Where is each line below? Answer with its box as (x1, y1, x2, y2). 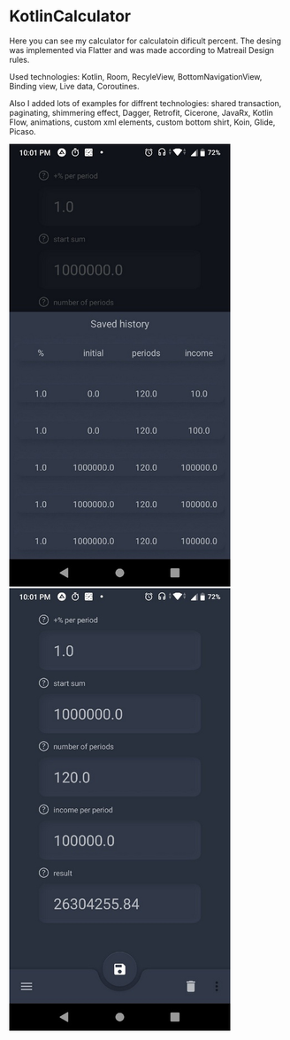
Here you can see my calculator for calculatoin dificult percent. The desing (9, 35, 281, 46)
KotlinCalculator (9, 6, 131, 27)
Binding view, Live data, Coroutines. (9, 81, 140, 91)
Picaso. (9, 126, 37, 136)
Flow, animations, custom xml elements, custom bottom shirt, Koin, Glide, (9, 117, 276, 127)
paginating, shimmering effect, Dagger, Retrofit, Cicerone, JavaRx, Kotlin (9, 107, 274, 118)
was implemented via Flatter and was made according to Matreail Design (9, 44, 275, 55)
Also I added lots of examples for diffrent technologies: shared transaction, (9, 97, 282, 108)
